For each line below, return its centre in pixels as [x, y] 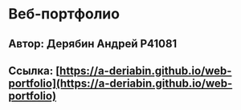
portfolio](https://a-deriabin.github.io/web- [120, 83]
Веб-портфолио [64, 14]
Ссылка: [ [34, 70]
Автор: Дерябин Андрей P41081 [93, 44]
